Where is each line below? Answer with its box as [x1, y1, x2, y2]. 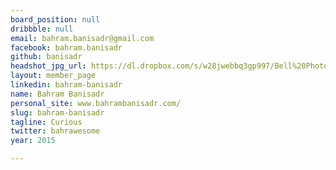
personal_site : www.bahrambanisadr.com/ [10, 98, 182, 108]
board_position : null [10, 14, 101, 25]
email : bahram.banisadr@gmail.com [10, 33, 155, 43]
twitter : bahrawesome [10, 126, 101, 136]
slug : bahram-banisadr [10, 107, 105, 118]
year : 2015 [10, 136, 56, 146]
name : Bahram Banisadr [10, 89, 105, 99]
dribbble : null [10, 24, 74, 34]
